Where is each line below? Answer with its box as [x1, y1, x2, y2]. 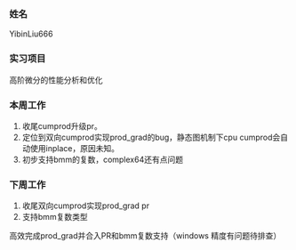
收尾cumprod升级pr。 [21, 120, 102, 131]
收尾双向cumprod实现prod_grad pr [21, 200, 149, 211]
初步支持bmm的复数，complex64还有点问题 [21, 154, 184, 165]
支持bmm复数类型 [21, 212, 88, 222]
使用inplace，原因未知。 [29, 142, 120, 153]
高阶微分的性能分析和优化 [9, 74, 103, 85]
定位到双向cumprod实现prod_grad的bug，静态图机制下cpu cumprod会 [21, 132, 281, 142]
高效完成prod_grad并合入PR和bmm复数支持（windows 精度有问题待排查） [9, 230, 282, 241]
